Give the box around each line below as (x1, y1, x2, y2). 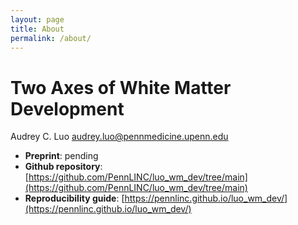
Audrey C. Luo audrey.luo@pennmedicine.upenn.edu (10, 131, 229, 143)
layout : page (10, 14, 65, 25)
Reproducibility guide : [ (24, 192, 125, 205)
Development (10, 97, 125, 120)
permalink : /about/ (10, 33, 92, 43)
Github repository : (24, 161, 103, 173)
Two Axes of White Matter (10, 76, 232, 99)
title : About (10, 24, 65, 34)
